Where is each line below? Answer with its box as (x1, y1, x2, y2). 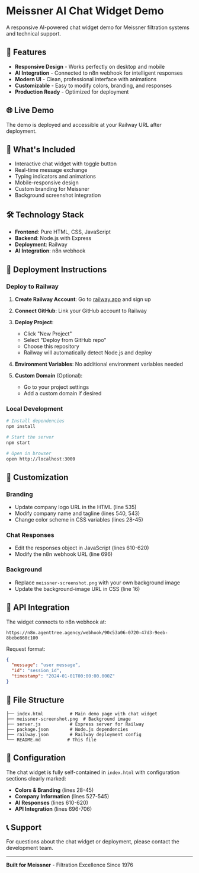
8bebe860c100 (6, 635, 38, 641)
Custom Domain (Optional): (14, 372, 83, 379)
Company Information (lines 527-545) (14, 792, 110, 800)
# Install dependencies (6, 418, 65, 424)
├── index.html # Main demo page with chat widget (6, 711, 158, 717)
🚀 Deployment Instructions (6, 264, 107, 274)
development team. (6, 845, 53, 852)
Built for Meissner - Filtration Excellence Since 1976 (6, 861, 134, 869)
